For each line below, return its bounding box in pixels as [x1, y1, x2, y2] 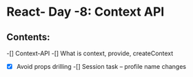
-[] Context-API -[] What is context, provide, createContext [6, 49, 174, 57]
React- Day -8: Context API [6, 4, 165, 20]
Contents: [6, 31, 50, 43]
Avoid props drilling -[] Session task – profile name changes [16, 63, 187, 70]
